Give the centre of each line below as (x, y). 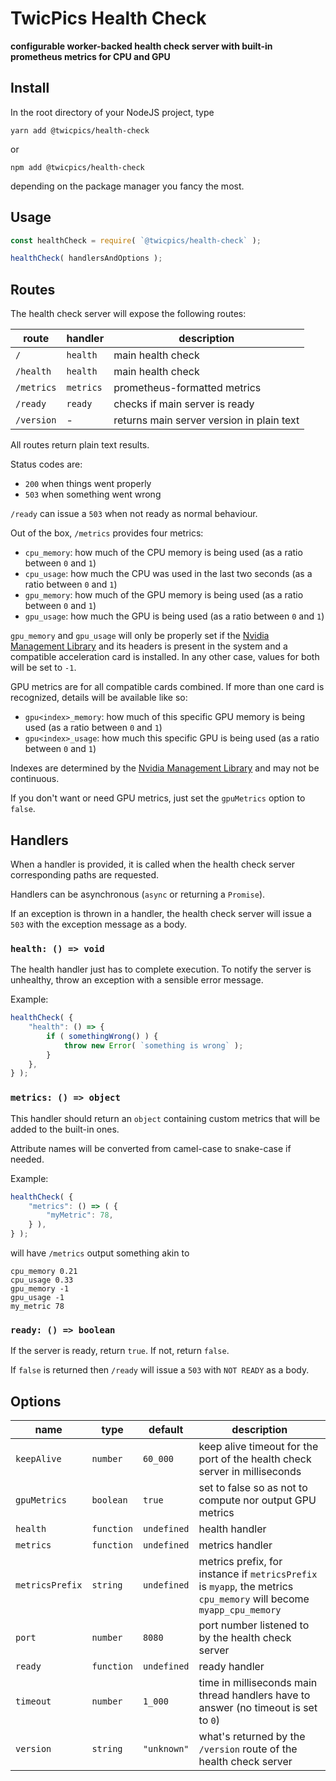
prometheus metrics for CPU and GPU (90, 56)
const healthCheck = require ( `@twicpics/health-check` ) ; (136, 240)
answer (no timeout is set (258, 1708)
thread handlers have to (254, 1695)
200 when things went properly (88, 484)
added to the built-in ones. (65, 1129)
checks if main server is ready (184, 404)
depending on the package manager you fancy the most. (127, 186)
